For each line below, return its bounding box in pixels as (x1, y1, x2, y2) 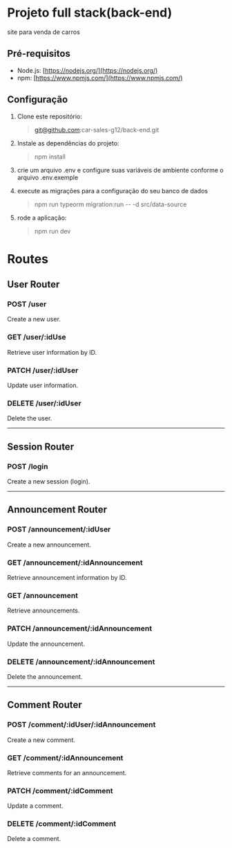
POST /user (7, 299, 47, 309)
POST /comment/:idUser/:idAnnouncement (7, 720, 156, 730)
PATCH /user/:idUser (7, 365, 79, 375)
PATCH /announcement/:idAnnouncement (7, 624, 153, 633)
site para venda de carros (7, 28, 81, 36)
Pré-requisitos (7, 48, 71, 60)
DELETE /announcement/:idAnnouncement (7, 657, 155, 666)
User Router (7, 279, 60, 290)
